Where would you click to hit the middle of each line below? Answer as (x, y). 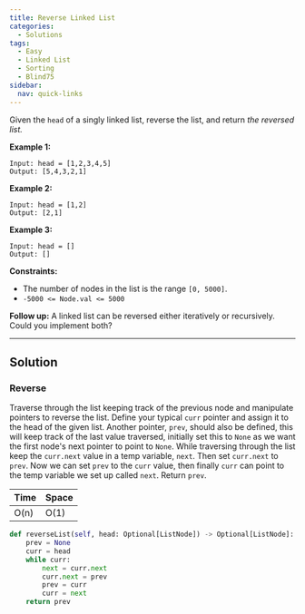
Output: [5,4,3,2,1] (49, 171)
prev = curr (65, 585)
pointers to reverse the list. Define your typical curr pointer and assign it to (149, 417)
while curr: (48, 560)
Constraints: (34, 271)
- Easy (30, 52)
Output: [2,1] (36, 213)
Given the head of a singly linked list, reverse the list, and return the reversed (152, 120)
